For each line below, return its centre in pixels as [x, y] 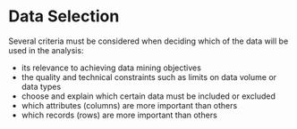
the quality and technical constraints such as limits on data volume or [149, 77]
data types [41, 86]
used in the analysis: [46, 50]
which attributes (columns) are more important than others [129, 105]
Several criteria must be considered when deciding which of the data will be [148, 41]
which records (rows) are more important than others [119, 115]
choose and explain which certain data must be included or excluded [148, 96]
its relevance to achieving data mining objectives [111, 68]
